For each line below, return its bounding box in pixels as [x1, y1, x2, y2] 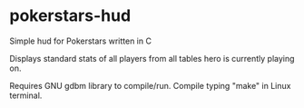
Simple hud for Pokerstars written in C [9, 35, 152, 46]
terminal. [9, 90, 43, 101]
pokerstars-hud [9, 5, 132, 26]
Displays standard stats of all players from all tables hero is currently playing [9, 53, 295, 64]
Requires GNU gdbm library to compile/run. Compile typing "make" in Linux [9, 80, 291, 91]
